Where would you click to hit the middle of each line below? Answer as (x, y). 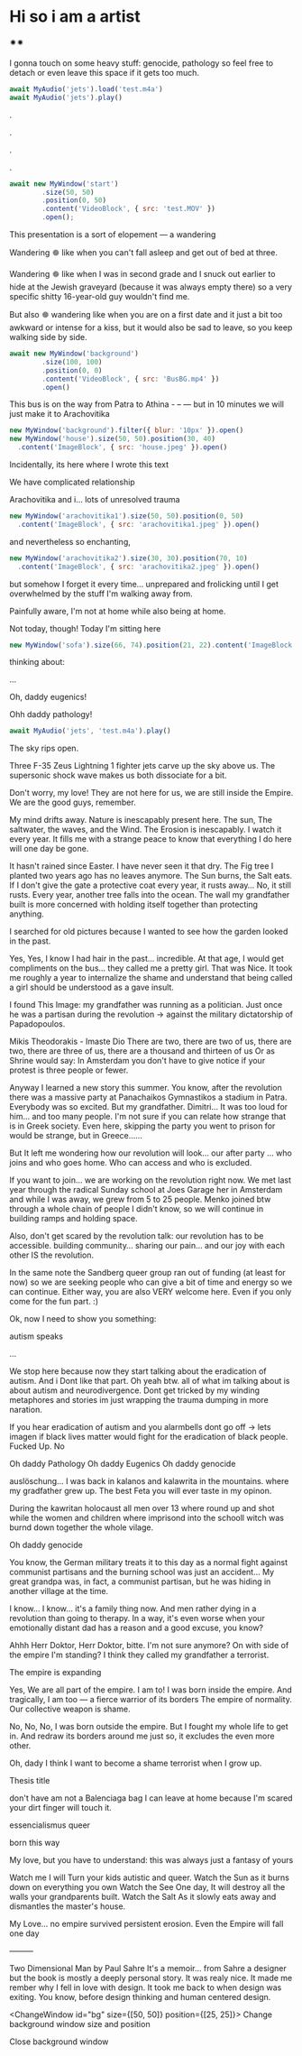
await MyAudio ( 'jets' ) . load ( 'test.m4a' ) (87, 89)
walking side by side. (48, 337)
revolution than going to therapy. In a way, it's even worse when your (137, 1618)
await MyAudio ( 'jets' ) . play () (66, 97)
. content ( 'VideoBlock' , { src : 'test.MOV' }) (129, 209)
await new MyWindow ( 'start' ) (64, 184)
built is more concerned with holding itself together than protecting (134, 905)
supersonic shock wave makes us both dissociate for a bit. (118, 775)
